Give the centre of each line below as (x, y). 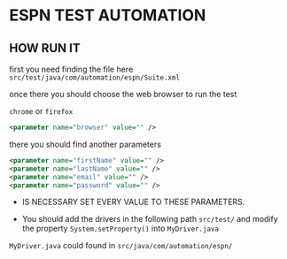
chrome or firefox (41, 111)
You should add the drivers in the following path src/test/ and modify (150, 219)
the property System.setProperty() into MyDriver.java (120, 229)
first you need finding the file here (71, 69)
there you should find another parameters (85, 144)
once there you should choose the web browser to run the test (123, 94)
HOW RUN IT (45, 48)
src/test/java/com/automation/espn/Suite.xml (94, 78)
